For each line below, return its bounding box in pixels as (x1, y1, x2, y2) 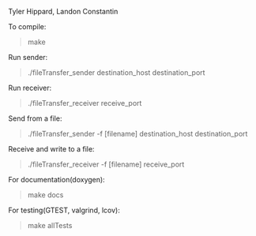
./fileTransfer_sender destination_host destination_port (27, 68, 205, 77)
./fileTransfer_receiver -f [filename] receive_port (27, 159, 185, 169)
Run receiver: (8, 83, 52, 92)
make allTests (27, 221, 73, 230)
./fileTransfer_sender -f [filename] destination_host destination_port (27, 129, 248, 138)
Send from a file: (8, 114, 62, 123)
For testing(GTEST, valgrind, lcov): (8, 205, 120, 215)
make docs (27, 190, 64, 200)
